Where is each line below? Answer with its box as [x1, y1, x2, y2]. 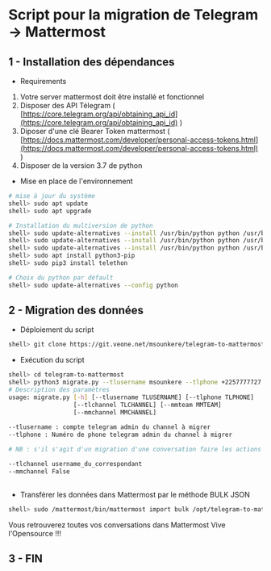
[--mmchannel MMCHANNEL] [73, 408, 157, 417]
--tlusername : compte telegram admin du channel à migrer [8, 423, 211, 431]
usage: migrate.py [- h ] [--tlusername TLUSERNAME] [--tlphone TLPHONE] [8, 393, 254, 401]
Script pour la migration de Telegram [8, 6, 259, 24]
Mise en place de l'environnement [19, 176, 133, 186]
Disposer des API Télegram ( [19, 101, 115, 110]
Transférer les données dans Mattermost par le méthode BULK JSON [19, 489, 250, 499]
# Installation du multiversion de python [8, 221, 153, 229]
